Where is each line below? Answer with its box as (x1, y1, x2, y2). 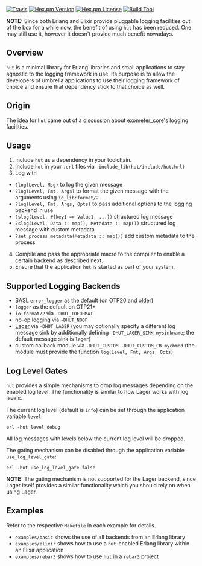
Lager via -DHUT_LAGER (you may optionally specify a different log (14, 323, 176, 330)
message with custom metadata (14, 226, 95, 233)
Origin (6, 100, 30, 111)
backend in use (14, 207, 54, 214)
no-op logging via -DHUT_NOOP (14, 316, 88, 323)
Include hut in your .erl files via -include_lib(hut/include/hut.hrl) (14, 163, 186, 170)
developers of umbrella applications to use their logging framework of (6, 76, 180, 84)
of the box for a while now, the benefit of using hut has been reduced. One (6, 24, 192, 31)
